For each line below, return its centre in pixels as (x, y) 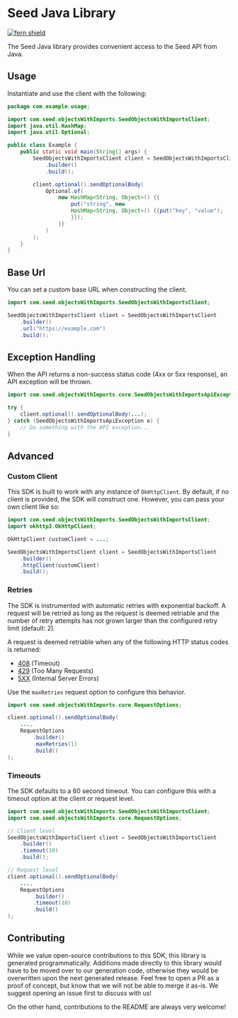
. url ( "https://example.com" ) (63, 328)
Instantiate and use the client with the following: (77, 93)
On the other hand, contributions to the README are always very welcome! (117, 1007)
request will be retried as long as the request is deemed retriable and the (113, 613)
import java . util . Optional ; (49, 133)
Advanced (31, 456)
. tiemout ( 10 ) (39, 851)
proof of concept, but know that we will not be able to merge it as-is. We (113, 985)
